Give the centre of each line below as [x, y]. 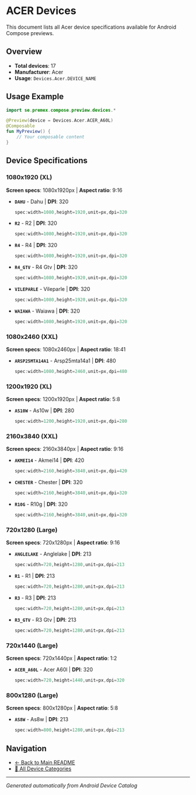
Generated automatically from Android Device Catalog [72, 785]
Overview [24, 52]
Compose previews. [30, 33]
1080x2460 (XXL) [32, 337]
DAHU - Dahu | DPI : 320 [41, 201]
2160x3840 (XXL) [32, 436]
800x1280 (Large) [32, 695]
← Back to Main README [45, 762]
